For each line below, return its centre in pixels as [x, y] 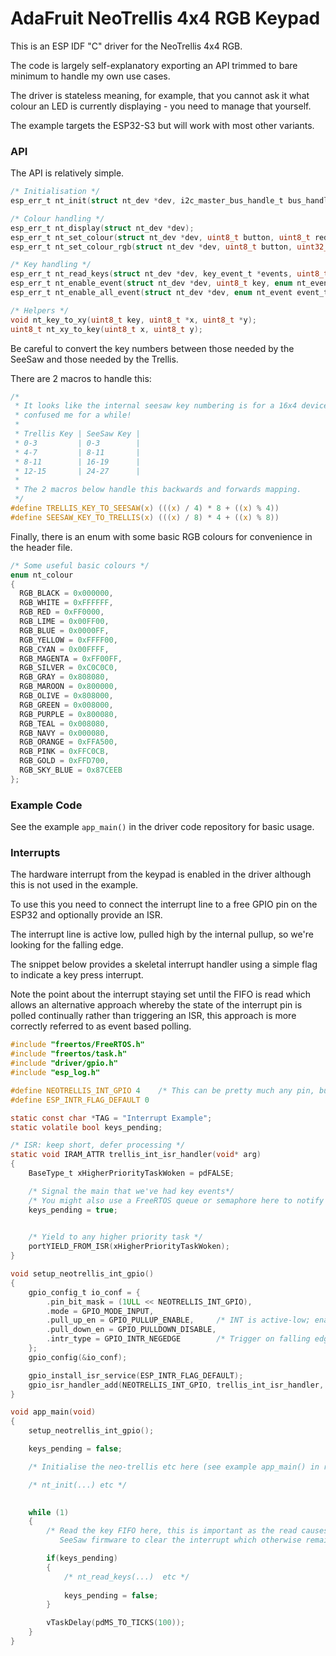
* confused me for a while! [73, 415]
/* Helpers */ [40, 310]
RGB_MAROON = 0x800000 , [68, 687]
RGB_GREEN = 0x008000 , [66, 705]
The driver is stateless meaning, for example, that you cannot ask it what [160, 95]
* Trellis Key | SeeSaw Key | [77, 434]
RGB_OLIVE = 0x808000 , [66, 696]
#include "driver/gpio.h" [64, 1063]
